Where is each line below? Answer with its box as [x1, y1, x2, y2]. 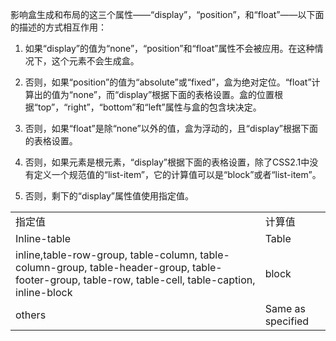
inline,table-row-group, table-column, [15, 248, 198, 262]
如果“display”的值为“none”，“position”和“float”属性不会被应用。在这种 [24, 43, 315, 54]
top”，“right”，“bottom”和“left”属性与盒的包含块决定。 [37, 101, 262, 113]
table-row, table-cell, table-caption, [83, 273, 256, 287]
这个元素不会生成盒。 [51, 55, 140, 67]
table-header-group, [89, 261, 190, 274]
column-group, [15, 261, 88, 274]
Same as [264, 302, 306, 315]
